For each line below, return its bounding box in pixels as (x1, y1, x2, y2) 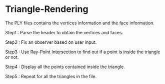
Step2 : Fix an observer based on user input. (5, 39, 97, 45)
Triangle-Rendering (5, 3, 88, 15)
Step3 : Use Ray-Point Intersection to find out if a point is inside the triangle (5, 49, 160, 55)
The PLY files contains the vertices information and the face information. (5, 20, 155, 26)
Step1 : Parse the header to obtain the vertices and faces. (5, 29, 123, 35)
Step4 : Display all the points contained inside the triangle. (5, 64, 125, 70)
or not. (5, 54, 19, 60)
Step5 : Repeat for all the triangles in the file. (5, 73, 97, 79)
